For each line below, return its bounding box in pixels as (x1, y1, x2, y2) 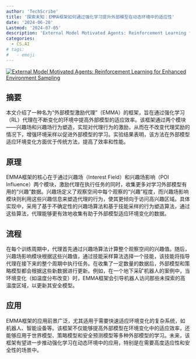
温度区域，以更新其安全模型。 (6, 282, 78, 289)
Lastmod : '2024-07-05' (6, 25, 61, 31)
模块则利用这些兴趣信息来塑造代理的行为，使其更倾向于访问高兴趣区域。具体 (6, 196, 190, 203)
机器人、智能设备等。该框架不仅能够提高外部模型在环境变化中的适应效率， (6, 325, 185, 332)
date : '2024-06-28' (6, 19, 54, 25)
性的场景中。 (10, 346, 42, 353)
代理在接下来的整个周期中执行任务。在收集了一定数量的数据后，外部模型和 (6, 260, 185, 267)
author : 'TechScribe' (6, 8, 59, 15)
